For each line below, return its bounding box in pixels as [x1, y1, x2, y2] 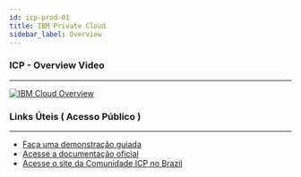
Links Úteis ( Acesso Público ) [9, 110, 142, 122]
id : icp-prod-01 [9, 13, 70, 22]
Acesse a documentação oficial [21, 148, 139, 159]
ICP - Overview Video [9, 59, 105, 72]
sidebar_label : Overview [9, 29, 102, 38]
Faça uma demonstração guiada [21, 139, 142, 149]
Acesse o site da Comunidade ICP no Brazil [21, 157, 183, 168]
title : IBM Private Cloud [9, 21, 106, 30]
